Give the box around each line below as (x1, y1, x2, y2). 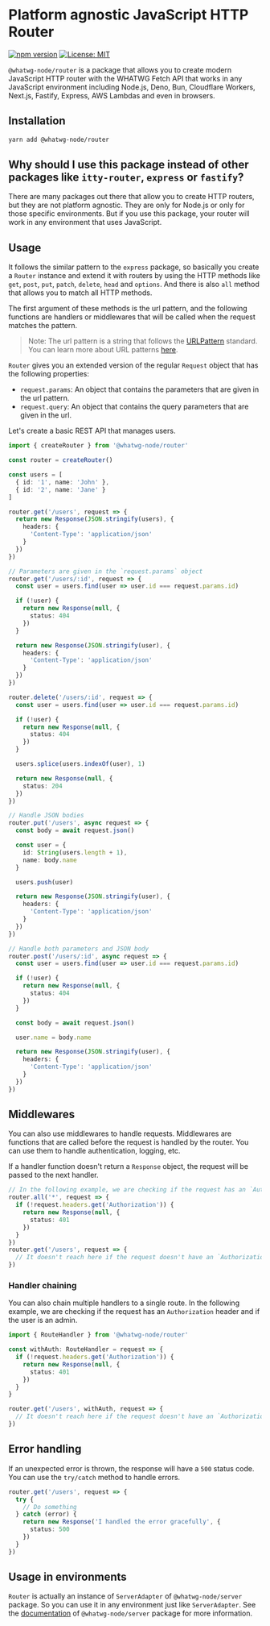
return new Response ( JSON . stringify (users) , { (15, 515, 174, 523)
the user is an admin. (8, 1316, 78, 1325)
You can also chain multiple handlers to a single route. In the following (8, 1298, 239, 1308)
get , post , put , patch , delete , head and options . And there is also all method (8, 280, 260, 289)
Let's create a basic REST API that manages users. (8, 426, 176, 436)
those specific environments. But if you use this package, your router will (8, 209, 250, 218)
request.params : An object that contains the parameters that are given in (19, 385, 260, 394)
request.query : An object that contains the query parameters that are (19, 401, 249, 412)
